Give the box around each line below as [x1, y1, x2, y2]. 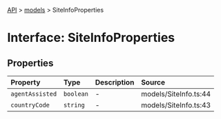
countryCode [10, 101, 50, 109]
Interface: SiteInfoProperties [7, 30, 175, 45]
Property [10, 78, 41, 87]
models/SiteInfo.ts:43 [141, 100, 211, 109]
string [63, 101, 85, 109]
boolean [63, 90, 88, 98]
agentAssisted [10, 90, 57, 98]
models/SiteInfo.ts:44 [141, 89, 211, 98]
